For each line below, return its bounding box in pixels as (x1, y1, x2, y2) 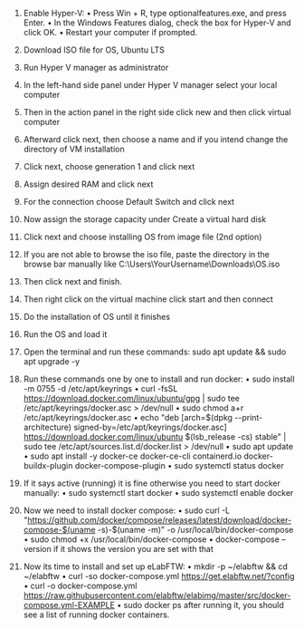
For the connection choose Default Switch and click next (23, 197, 234, 207)
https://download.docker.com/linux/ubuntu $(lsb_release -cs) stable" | (23, 431, 287, 442)
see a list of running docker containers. (23, 609, 170, 620)
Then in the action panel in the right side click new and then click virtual (23, 107, 292, 117)
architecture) (23, 421, 71, 432)
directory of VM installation (23, 144, 125, 154)
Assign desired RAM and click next (23, 179, 154, 189)
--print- (234, 412, 263, 422)
